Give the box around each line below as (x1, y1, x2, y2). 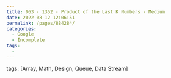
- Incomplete (12, 37, 45, 43)
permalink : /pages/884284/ (6, 20, 75, 26)
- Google (12, 31, 34, 37)
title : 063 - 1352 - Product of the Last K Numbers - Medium (6, 8, 166, 15)
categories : (6, 25, 37, 32)
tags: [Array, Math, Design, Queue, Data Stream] (6, 65, 128, 72)
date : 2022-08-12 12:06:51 (6, 15, 75, 21)
